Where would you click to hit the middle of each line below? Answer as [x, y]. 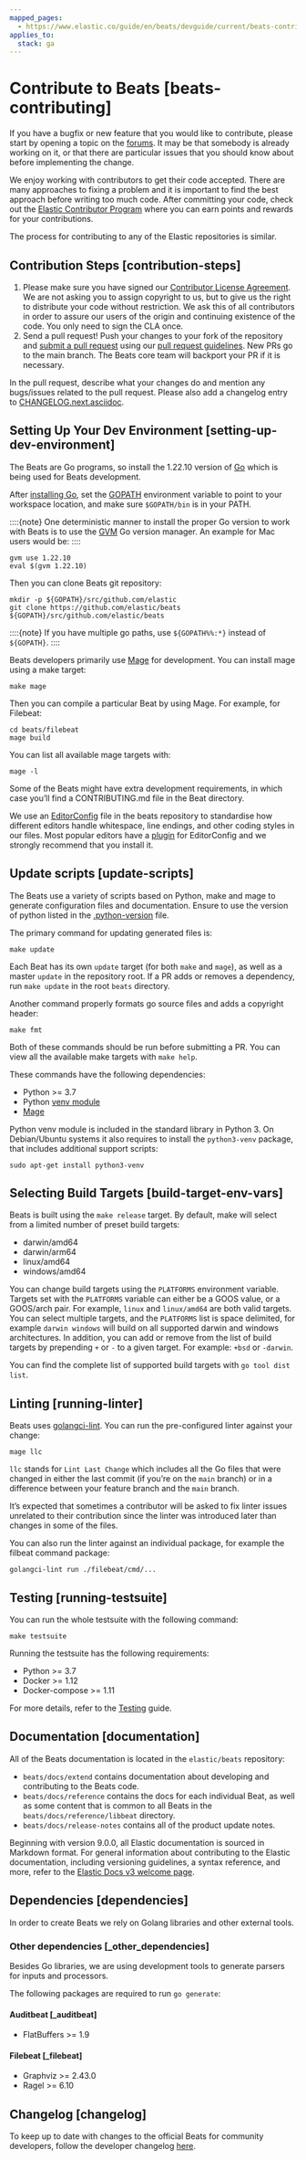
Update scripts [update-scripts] [102, 874]
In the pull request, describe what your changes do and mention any [138, 383]
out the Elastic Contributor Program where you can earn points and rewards [152, 209]
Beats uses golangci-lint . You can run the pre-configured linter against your [151, 1426]
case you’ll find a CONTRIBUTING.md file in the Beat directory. [127, 798]
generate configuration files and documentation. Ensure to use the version [149, 905]
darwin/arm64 [50, 1252]
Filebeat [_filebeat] [46, 2055]
